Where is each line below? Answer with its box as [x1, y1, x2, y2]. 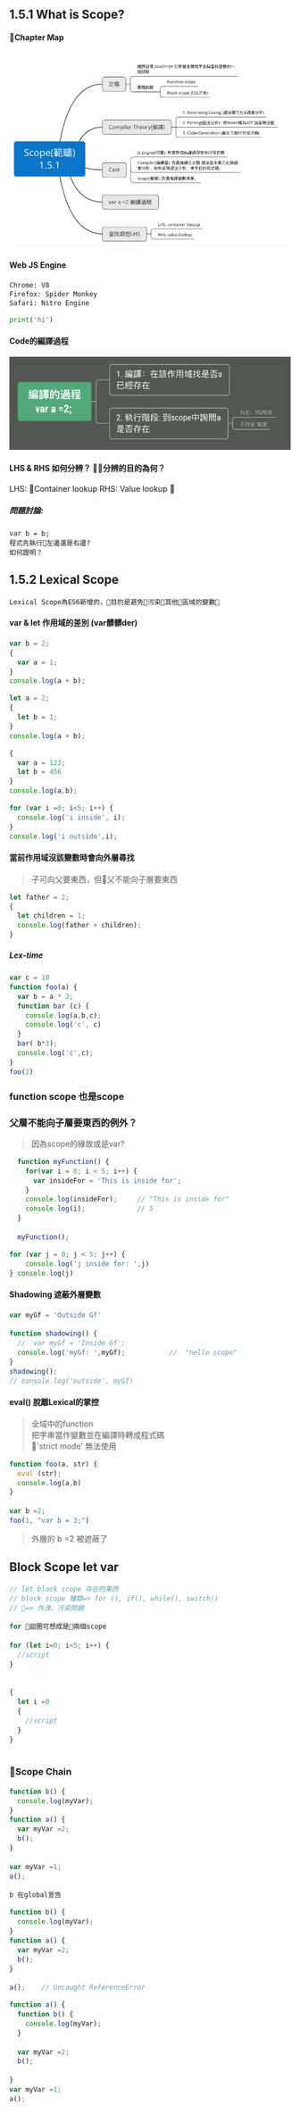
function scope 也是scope [9, 1090, 125, 1102]
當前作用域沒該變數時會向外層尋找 [9, 852, 135, 863]
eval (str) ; [17, 1468, 62, 1478]
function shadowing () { [9, 1329, 98, 1338]
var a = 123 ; [17, 758, 66, 767]
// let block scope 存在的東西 [9, 1584, 119, 1593]
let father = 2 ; [9, 893, 70, 902]
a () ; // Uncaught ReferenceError [9, 1983, 146, 1992]
